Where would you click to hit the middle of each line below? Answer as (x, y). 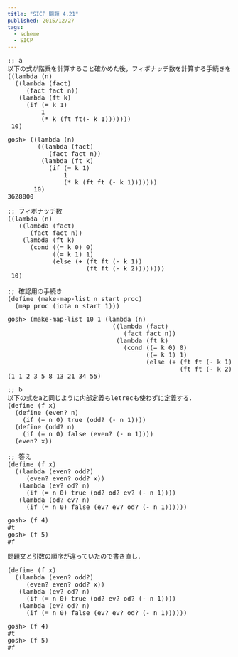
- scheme (27, 34)
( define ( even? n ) (47, 413)
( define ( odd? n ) (45, 427)
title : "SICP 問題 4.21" (43, 14)
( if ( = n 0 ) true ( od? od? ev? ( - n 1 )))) (101, 493)
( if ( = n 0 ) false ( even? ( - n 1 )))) (88, 434)
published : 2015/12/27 (41, 21)
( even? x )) (34, 441)
